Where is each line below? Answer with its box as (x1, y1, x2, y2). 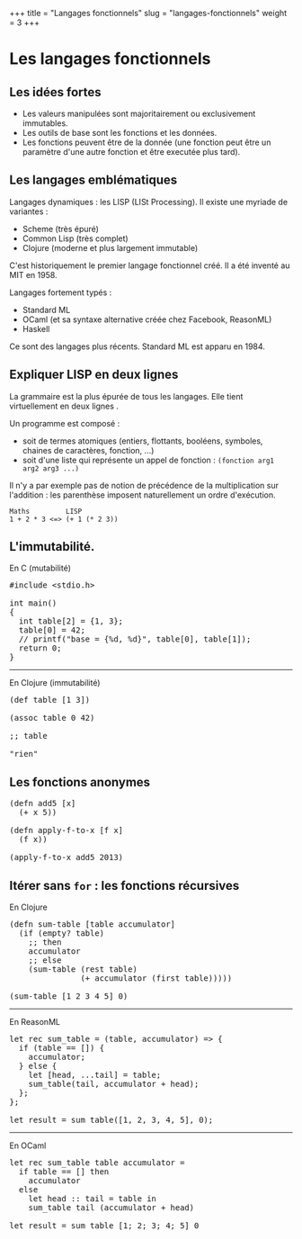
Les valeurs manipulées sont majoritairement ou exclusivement (22, 108, 256, 119)
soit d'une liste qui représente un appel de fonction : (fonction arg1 (22, 454, 275, 465)
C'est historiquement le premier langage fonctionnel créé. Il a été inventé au (9, 260, 290, 271)
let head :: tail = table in (28, 1194, 157, 1204)
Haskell (22, 323, 50, 334)
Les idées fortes (9, 85, 102, 100)
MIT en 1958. (9, 269, 58, 280)
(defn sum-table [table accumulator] (9, 920, 176, 929)
